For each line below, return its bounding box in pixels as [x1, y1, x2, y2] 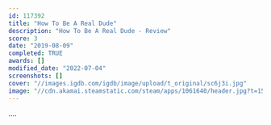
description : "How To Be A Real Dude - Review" [8, 27, 172, 35]
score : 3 [8, 34, 38, 43]
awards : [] [8, 57, 45, 65]
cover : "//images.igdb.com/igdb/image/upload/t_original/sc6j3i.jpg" [8, 79, 248, 87]
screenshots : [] [8, 72, 63, 80]
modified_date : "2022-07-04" [8, 65, 106, 73]
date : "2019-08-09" [8, 42, 74, 50]
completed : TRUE [8, 49, 63, 57]
